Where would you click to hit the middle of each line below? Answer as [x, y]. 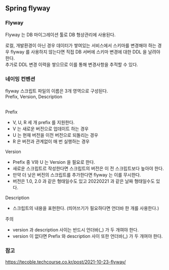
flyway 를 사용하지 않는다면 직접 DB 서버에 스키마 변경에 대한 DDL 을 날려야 [85, 52]
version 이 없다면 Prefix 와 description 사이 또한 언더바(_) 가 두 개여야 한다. [88, 236]
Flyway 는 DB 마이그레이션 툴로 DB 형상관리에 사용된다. [60, 35]
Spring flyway [28, 8]
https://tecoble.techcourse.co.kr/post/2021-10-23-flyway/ [66, 262]
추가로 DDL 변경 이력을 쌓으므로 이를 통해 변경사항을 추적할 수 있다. [72, 64]
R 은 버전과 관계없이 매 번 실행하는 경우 [51, 141]
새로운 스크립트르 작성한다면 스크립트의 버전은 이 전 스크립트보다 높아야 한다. [88, 168]
